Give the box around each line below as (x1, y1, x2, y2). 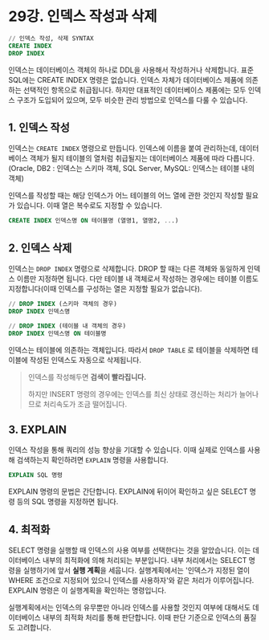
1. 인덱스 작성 (8, 120, 70, 134)
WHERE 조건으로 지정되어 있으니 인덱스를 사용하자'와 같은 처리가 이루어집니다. (8, 576, 255, 585)
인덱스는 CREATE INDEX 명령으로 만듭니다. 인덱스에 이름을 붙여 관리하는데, (8, 144, 238, 153)
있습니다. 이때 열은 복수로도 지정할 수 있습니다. (16, 201, 163, 210)
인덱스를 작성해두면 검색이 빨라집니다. (27, 372, 147, 381)
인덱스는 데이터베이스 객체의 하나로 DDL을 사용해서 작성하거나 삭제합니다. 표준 (8, 65, 255, 75)
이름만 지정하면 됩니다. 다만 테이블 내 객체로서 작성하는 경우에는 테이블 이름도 (16, 274, 259, 283)
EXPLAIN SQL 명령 (8, 471, 63, 479)
